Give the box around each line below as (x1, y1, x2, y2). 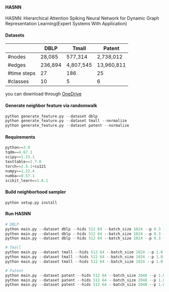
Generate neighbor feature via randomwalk (5, 102, 97, 108)
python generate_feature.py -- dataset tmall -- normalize (5, 119, 127, 124)
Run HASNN (5, 211, 31, 217)
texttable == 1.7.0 (5, 159, 42, 164)
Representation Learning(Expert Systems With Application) (5, 21, 127, 27)
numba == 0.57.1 (5, 173, 35, 179)
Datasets (5, 32, 25, 38)
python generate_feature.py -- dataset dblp (5, 113, 98, 119)
